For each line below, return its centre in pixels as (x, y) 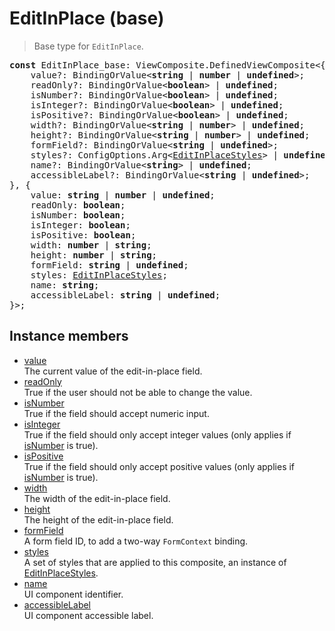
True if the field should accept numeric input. (116, 413)
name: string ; (65, 285)
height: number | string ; (94, 255)
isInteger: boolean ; (80, 225)
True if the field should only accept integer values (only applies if (157, 434)
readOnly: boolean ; (78, 205)
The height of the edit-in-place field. (98, 519)
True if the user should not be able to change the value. (138, 392)
